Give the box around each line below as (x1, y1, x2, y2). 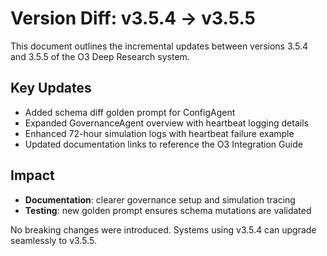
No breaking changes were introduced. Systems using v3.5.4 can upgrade (10, 223, 317, 236)
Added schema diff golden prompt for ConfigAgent (24, 106, 236, 118)
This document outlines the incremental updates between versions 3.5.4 (10, 40, 309, 52)
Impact (10, 167, 55, 184)
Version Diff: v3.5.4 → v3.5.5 (10, 7, 256, 30)
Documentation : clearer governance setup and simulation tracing (24, 193, 296, 206)
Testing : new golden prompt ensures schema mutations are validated (24, 204, 312, 216)
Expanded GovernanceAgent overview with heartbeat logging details (24, 117, 309, 129)
